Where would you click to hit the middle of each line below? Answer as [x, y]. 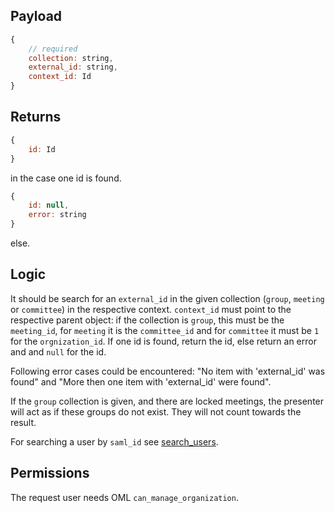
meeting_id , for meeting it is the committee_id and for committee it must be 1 [165, 330]
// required [53, 49]
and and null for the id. [58, 351]
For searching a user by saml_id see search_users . [114, 441]
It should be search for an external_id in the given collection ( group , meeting [167, 298]
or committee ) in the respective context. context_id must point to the [151, 309]
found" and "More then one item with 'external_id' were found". [141, 381]
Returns [36, 117]
